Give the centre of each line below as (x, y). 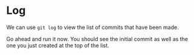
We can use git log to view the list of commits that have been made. (92, 27)
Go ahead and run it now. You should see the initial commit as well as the (97, 39)
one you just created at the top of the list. (58, 45)
